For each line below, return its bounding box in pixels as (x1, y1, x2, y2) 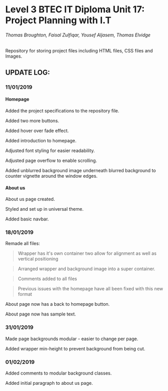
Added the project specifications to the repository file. (5, 107, 119, 114)
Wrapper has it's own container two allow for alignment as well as (17, 250, 157, 256)
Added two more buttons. (5, 117, 59, 124)
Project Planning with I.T (5, 14, 112, 26)
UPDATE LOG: (5, 68, 50, 77)
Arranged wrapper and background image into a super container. (17, 266, 155, 272)
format (17, 291, 32, 297)
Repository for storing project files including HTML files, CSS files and (5, 48, 153, 54)
